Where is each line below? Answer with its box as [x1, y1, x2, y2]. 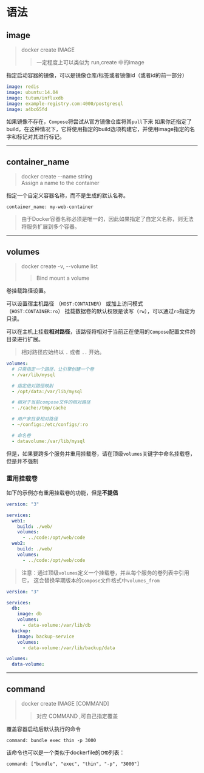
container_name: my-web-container [6, 204, 94, 210]
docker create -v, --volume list [21, 263, 98, 270]
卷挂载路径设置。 [6, 287, 49, 294]
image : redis [6, 84, 39, 90]
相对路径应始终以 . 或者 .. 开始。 [21, 348, 105, 356]
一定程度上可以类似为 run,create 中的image [36, 59, 144, 66]
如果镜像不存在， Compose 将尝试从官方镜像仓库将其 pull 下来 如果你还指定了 [6, 118, 192, 125]
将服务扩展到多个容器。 [21, 223, 80, 231]
